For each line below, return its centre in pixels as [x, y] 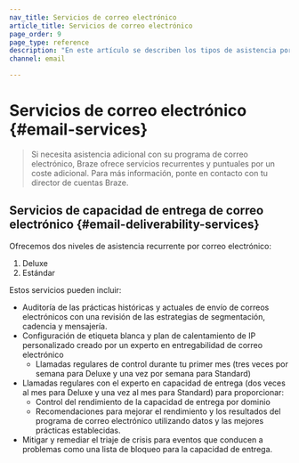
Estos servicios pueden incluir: [65, 289]
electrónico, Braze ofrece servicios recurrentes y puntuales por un [153, 163]
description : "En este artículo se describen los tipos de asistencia [143, 51]
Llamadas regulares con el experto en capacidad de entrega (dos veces [154, 383]
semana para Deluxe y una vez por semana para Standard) [143, 373]
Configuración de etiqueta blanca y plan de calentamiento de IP [139, 336]
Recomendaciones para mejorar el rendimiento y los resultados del [158, 411]
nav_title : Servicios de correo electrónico [93, 17]
